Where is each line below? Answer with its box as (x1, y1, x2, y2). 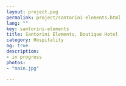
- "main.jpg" (6, 65, 40, 71)
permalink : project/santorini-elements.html (6, 15, 121, 21)
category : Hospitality (6, 37, 64, 43)
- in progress (6, 54, 43, 60)
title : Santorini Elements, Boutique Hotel (6, 31, 119, 38)
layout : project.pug (6, 8, 59, 15)
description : (6, 48, 40, 55)
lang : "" (6, 20, 29, 26)
